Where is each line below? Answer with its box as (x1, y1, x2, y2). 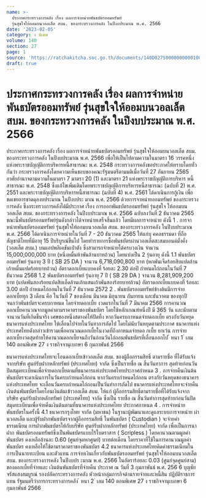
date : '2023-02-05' (6, 26, 56, 33)
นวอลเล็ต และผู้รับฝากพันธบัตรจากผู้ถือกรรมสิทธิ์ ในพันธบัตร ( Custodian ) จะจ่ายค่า (6, 415, 180, 422)
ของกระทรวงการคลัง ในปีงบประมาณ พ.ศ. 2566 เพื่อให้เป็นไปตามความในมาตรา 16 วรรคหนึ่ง (6, 154, 194, 161)
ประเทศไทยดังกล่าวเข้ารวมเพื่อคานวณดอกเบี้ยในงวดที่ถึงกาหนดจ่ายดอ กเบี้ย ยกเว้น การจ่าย (6, 327, 187, 335)
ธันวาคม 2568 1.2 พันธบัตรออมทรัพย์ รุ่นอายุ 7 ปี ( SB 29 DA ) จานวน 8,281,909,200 (6, 271, 194, 279)
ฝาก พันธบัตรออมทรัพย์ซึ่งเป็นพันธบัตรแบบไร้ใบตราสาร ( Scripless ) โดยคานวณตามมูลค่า (6, 429, 191, 437)
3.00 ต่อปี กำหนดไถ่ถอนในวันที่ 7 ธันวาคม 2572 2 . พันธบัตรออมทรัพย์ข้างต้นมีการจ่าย (6, 286, 185, 293)
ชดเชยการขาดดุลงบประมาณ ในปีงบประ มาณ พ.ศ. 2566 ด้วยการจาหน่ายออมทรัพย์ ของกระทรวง (6, 196, 199, 203)
